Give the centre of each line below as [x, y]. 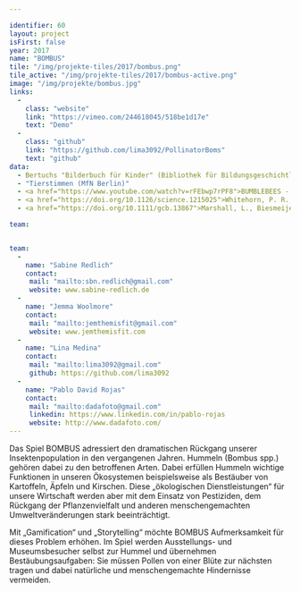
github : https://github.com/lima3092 [99, 373]
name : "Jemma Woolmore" [70, 307]
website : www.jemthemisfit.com [87, 332]
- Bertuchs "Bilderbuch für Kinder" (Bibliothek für [117, 175]
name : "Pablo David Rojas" [75, 390]
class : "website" [58, 108]
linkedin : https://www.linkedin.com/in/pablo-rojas [127, 415]
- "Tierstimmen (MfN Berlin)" [73, 183]
